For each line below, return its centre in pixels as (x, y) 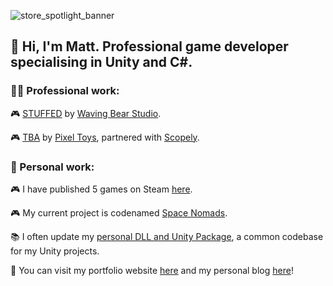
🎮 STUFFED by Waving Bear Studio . (86, 113)
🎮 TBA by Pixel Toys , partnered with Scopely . (105, 137)
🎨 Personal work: (52, 167)
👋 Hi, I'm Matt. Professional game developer (149, 46)
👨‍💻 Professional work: (65, 91)
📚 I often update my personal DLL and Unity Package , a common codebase (167, 236)
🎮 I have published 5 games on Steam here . (101, 189)
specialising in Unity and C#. (101, 62)
